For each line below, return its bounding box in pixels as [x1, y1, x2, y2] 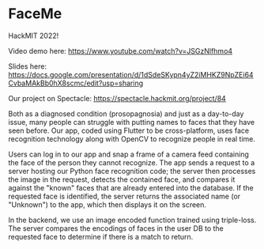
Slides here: [8, 61, 47, 71]
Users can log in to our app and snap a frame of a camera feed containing [8, 149, 249, 159]
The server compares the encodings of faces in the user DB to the [8, 223, 224, 233]
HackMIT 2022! [8, 31, 59, 40]
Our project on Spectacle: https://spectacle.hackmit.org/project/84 [8, 93, 227, 103]
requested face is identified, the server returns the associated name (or [8, 191, 241, 201]
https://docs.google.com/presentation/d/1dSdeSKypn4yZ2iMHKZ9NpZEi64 [8, 70, 255, 79]
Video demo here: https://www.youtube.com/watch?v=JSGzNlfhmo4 [8, 46, 233, 55]
